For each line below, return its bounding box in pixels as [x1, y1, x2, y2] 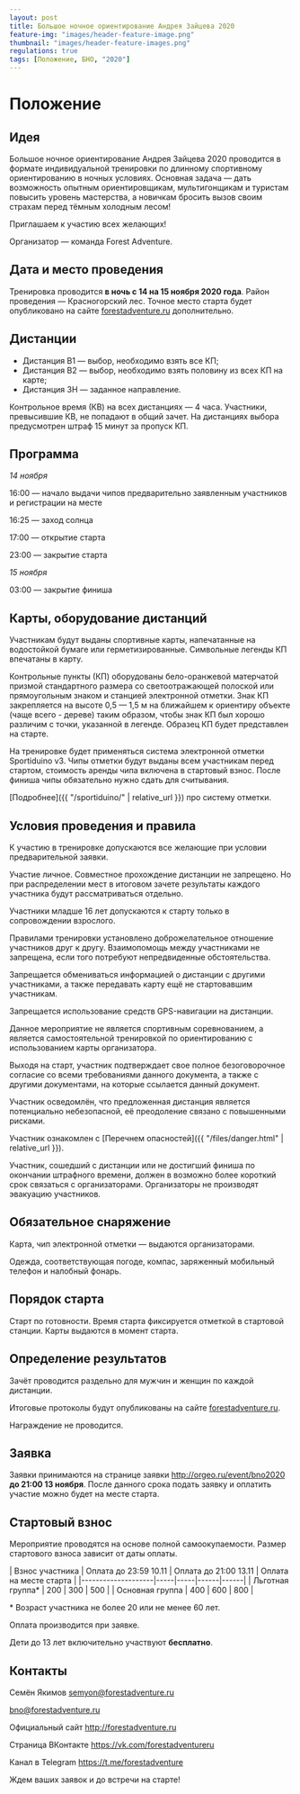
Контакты [9, 1663, 67, 1679]
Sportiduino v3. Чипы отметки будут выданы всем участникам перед [9, 755, 274, 766]
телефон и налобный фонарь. [9, 1266, 122, 1276]
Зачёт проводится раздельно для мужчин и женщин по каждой [9, 1375, 254, 1386]
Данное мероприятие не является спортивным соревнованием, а [9, 1023, 264, 1034]
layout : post [9, 13, 58, 23]
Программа [9, 446, 79, 462]
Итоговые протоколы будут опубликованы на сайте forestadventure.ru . [9, 1402, 281, 1413]
